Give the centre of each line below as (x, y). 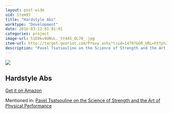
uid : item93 (18, 15)
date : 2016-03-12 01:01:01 (34, 29)
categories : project (27, 34)
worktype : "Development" (32, 24)
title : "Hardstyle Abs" (31, 19)
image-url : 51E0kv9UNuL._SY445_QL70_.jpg (50, 39)
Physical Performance (29, 106)
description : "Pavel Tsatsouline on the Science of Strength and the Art (86, 48)
